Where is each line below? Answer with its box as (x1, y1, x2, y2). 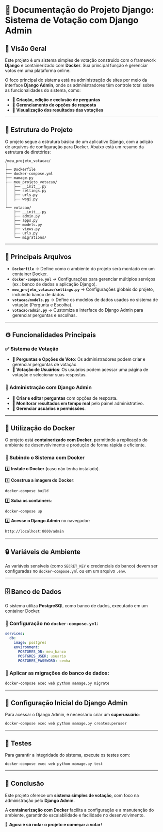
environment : (14, 644, 40, 650)
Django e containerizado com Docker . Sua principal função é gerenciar (5, 63, 148, 68)
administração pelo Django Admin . (5, 797, 75, 803)
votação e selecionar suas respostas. (12, 372, 87, 378)
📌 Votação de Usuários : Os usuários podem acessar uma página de (12, 367, 149, 372)
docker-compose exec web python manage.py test (5, 761, 103, 766)
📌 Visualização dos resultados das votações (12, 107, 103, 113)
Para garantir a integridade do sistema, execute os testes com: (5, 752, 130, 758)
